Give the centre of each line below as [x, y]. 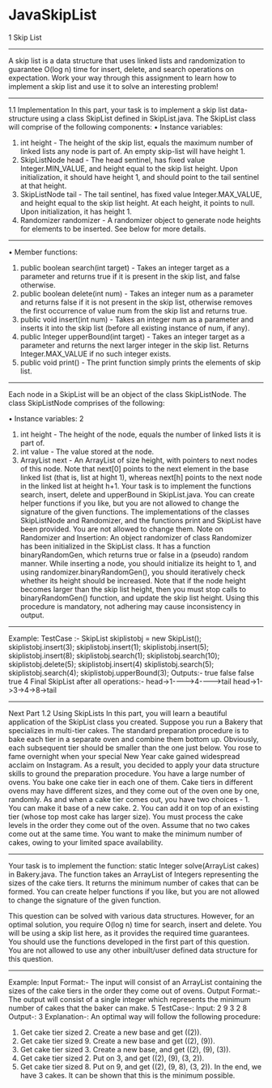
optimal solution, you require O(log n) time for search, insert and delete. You [135, 924]
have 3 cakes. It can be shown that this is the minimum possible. [127, 1075]
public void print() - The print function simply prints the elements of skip [140, 362]
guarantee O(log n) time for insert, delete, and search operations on [121, 69]
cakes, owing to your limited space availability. [86, 842]
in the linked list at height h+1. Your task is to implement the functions [136, 486]
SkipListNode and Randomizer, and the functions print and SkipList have [140, 520]
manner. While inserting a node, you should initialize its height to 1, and [138, 563]
